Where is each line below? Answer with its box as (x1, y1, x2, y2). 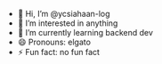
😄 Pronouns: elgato (17, 36, 92, 47)
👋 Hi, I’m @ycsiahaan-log (17, 9, 110, 19)
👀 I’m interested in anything (17, 18, 118, 28)
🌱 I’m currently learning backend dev (17, 28, 154, 37)
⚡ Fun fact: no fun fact (17, 47, 101, 57)
